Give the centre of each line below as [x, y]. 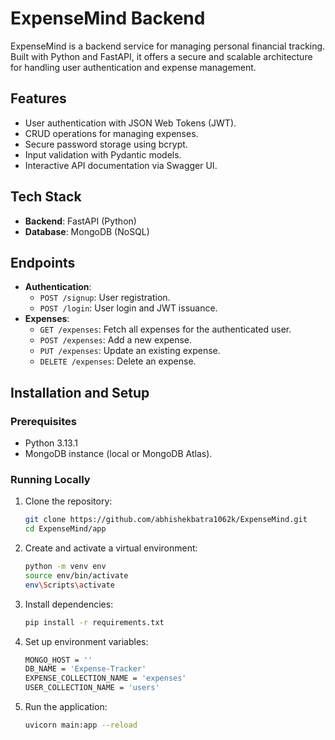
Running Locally [50, 479]
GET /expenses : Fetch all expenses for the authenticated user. [165, 329]
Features [38, 98]
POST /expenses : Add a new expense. [115, 340]
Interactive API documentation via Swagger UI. [121, 165]
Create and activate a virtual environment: [111, 548]
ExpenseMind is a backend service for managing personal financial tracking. [168, 46]
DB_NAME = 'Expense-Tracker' [85, 669]
